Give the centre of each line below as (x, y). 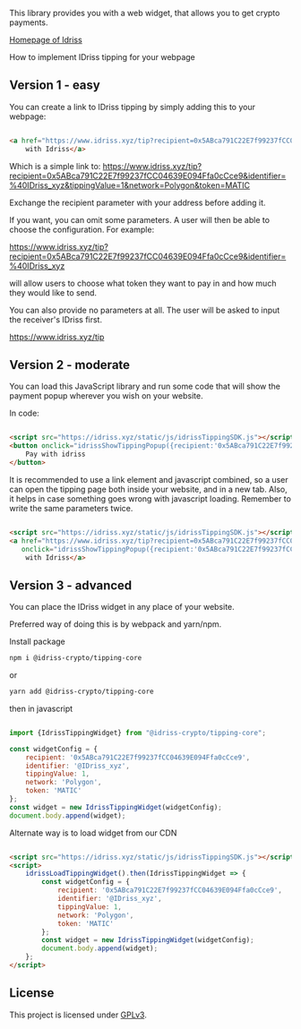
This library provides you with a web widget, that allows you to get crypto (145, 13)
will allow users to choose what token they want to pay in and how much (143, 283)
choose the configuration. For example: (82, 229)
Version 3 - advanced (71, 585)
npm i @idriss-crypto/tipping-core (76, 658)
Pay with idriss (56, 454)
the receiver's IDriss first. (56, 319)
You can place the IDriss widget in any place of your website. (122, 607)
